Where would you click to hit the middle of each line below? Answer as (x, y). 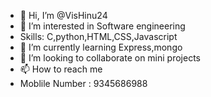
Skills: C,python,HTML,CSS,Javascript (98, 36)
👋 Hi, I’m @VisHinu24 (63, 15)
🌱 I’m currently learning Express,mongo (101, 47)
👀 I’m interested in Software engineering (102, 26)
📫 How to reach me (61, 69)
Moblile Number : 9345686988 (83, 83)
